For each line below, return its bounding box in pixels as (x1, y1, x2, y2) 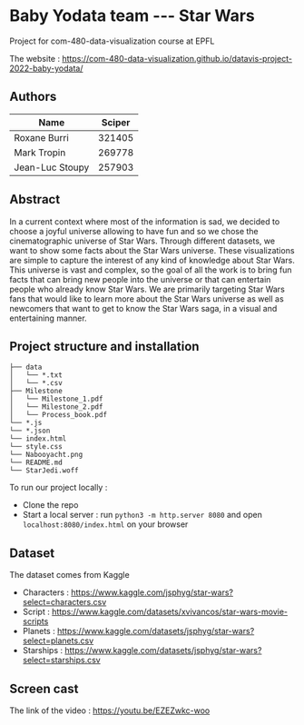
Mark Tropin (14, 146, 66, 159)
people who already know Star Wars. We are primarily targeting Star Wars (9, 283, 286, 294)
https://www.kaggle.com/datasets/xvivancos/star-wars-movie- (51, 606, 289, 618)
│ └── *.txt (9, 371, 64, 380)
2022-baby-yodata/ (9, 63, 83, 74)
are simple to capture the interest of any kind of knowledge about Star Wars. (9, 254, 295, 265)
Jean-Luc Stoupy (14, 161, 90, 174)
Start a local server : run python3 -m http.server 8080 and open (22, 510, 263, 521)
